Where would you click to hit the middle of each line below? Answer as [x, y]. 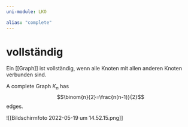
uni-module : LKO [26, 12]
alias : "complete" [29, 22]
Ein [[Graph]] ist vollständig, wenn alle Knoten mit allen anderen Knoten [94, 69]
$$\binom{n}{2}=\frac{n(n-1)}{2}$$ [101, 97]
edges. [15, 106]
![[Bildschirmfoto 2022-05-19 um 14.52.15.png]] [65, 118]
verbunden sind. [26, 75]
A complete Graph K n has [38, 87]
